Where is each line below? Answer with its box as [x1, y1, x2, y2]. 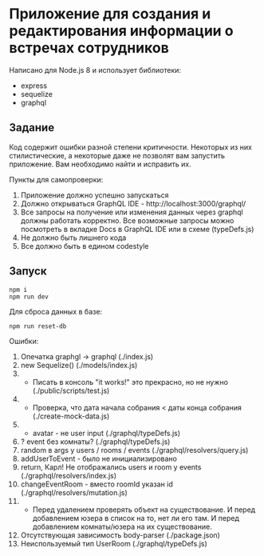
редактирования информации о [9, 22, 234, 40]
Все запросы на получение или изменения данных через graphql [20, 207, 243, 217]
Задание [9, 121, 55, 134]
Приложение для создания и [9, 5, 211, 23]
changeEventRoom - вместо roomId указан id [20, 479, 174, 489]
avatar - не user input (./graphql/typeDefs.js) [32, 428, 181, 438]
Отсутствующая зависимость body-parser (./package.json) [20, 530, 220, 540]
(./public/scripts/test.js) [32, 386, 110, 395]
